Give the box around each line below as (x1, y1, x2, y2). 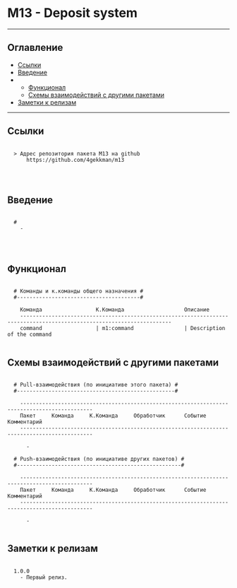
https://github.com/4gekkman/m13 (25, 156, 125, 163)
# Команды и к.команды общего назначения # (13, 288, 143, 295)
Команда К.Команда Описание (20, 306, 210, 314)
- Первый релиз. (20, 574, 68, 581)
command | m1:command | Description (20, 325, 226, 332)
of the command (7, 331, 52, 339)
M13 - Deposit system (7, 5, 138, 21)
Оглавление (7, 42, 63, 54)
